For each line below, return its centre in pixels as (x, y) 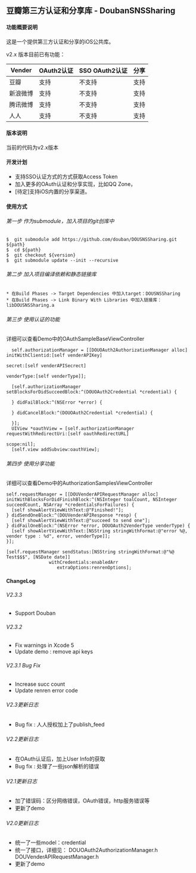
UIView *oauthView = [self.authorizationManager (73, 429)
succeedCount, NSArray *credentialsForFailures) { (70, 505)
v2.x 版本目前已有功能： (36, 54)
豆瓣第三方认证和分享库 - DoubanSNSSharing (91, 11)
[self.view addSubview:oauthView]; (56, 450)
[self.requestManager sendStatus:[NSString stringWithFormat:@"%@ (90, 552)
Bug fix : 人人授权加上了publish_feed (60, 724)
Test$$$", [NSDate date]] (38, 557)
